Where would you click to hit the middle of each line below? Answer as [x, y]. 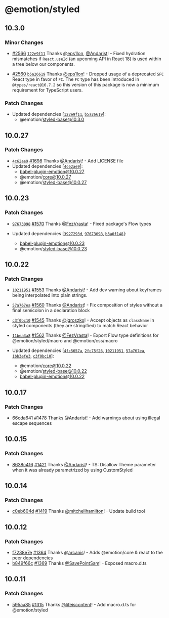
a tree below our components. [44, 64]
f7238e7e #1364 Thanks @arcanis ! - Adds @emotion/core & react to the [87, 552]
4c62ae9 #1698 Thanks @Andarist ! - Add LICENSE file [68, 161]
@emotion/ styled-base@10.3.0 [52, 119]
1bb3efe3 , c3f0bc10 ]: [33, 356]
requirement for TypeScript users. [47, 90]
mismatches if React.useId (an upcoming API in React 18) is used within [87, 59]
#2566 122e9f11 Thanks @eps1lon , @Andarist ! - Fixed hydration [79, 53]
